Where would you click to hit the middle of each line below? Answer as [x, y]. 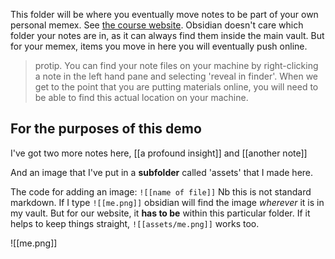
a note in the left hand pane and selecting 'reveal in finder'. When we [176, 76]
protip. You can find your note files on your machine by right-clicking [176, 65]
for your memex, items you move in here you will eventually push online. [159, 46]
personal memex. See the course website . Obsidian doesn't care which [157, 25]
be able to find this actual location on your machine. [141, 97]
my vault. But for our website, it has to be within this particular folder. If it [160, 213]
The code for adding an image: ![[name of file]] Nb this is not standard [161, 191]
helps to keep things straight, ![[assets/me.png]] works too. [135, 223]
